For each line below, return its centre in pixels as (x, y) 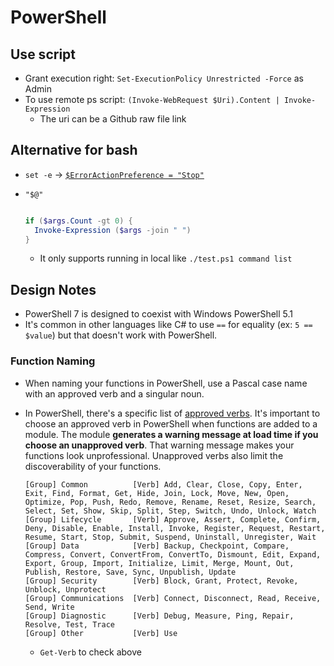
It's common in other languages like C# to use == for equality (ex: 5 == (168, 325)
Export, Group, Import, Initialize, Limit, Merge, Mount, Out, (159, 563)
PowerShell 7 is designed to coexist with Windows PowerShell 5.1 (158, 314)
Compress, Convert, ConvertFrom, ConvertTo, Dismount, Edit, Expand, (173, 554)
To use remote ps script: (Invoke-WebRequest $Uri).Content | (152, 99)
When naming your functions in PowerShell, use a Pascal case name (166, 383)
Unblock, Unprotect (65, 589)
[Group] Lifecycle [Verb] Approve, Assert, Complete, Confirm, (173, 519)
